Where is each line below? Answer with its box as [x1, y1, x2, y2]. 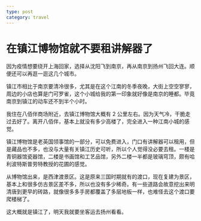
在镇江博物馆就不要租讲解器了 [6, 42, 154, 56]
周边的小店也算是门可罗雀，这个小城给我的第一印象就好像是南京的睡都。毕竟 [6, 90, 195, 97]
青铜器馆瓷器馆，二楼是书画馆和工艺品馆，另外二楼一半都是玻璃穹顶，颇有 [6, 153, 190, 160]
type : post [6, 8, 33, 15]
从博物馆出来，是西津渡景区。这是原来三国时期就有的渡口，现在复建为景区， [6, 173, 195, 180]
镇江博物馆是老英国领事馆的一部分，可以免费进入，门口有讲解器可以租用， [6, 138, 190, 145]
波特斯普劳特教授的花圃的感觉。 [11, 161, 90, 168]
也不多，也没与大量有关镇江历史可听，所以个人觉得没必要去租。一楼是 [22, 146, 195, 153]
